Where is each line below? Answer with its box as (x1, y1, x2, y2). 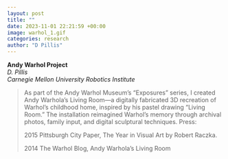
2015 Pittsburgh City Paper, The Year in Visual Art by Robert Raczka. (23, 131, 218, 139)
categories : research (7, 36, 69, 42)
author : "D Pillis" (7, 42, 63, 49)
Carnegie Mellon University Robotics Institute (7, 75, 135, 83)
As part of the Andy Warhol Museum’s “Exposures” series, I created (23, 88, 216, 97)
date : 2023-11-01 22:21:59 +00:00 (7, 23, 106, 29)
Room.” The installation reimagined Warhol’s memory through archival (23, 110, 222, 119)
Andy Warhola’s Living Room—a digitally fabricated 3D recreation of (23, 96, 216, 103)
